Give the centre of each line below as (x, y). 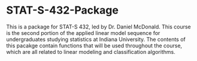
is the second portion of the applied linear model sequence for (83, 33)
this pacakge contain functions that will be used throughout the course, (94, 46)
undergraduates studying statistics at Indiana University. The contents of (96, 39)
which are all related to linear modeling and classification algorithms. (91, 52)
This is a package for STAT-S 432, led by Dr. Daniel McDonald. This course (99, 27)
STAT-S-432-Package (62, 10)
